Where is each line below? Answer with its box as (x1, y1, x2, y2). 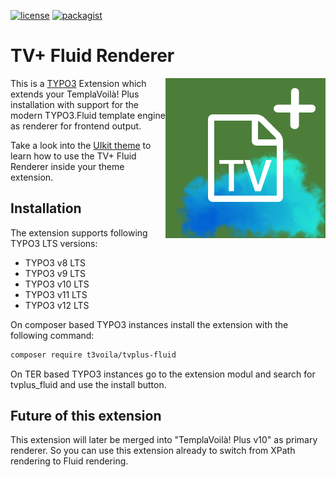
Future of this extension (10, 408, 162, 425)
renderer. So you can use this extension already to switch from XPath (10, 445, 296, 457)
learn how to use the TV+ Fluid (10, 150, 137, 162)
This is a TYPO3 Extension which (10, 77, 147, 89)
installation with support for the (10, 98, 140, 110)
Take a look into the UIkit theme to (10, 139, 152, 151)
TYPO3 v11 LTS (24, 288, 88, 300)
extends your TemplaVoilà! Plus (10, 88, 140, 100)
